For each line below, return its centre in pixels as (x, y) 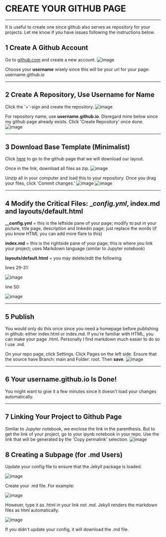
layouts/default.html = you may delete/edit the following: (64, 258)
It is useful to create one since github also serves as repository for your (78, 27)
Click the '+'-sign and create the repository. (50, 106)
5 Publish (20, 317)
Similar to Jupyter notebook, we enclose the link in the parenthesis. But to (80, 429)
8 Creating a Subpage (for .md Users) (64, 455)
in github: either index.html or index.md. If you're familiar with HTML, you (80, 334)
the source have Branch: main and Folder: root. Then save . (65, 359)
